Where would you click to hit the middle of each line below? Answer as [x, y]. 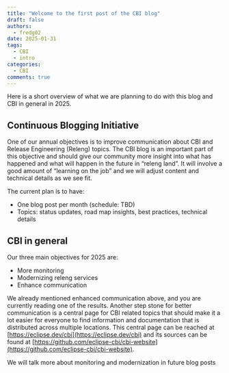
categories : [24, 64]
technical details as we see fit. [50, 178]
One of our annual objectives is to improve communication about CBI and [110, 142]
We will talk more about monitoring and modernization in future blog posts [111, 362]
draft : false [26, 20]
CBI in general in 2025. [39, 104]
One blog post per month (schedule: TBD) [76, 205]
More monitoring [40, 270]
